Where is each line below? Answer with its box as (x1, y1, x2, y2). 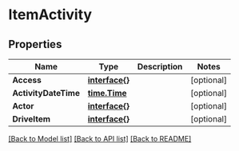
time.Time (87, 88, 127, 98)
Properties (8, 38, 62, 51)
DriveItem (12, 113, 50, 125)
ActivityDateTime (12, 88, 80, 98)
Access (12, 74, 42, 85)
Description (137, 62, 183, 72)
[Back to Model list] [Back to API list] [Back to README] (8, 134, 192, 143)
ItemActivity (8, 6, 93, 24)
